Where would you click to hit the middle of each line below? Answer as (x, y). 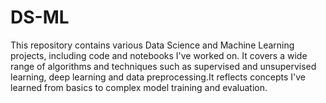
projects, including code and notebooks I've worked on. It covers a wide (159, 55)
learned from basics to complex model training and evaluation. (139, 87)
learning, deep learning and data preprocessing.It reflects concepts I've (158, 77)
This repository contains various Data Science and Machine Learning (152, 45)
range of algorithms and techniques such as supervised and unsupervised (163, 66)
